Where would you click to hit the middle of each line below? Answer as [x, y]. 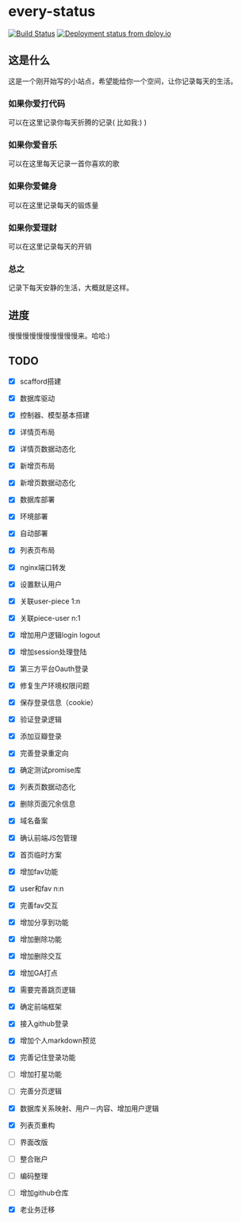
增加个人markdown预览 [58, 1041]
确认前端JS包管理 [48, 838]
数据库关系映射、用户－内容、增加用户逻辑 [89, 1108]
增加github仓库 [44, 1193]
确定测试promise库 [50, 770]
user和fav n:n [42, 889]
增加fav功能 [39, 871]
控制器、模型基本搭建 [54, 414]
